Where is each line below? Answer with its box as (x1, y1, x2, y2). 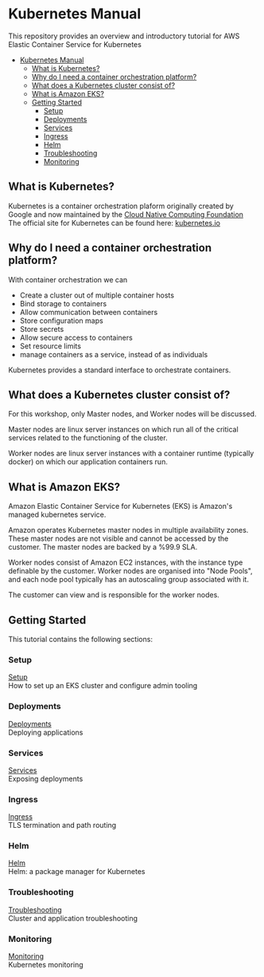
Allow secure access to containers (19, 333, 133, 342)
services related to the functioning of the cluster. (8, 433, 169, 443)
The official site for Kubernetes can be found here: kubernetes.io (8, 218, 221, 227)
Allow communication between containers (19, 307, 158, 317)
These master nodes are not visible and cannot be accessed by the (8, 534, 229, 543)
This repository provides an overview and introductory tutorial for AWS (8, 31, 240, 41)
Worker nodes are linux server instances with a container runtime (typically (8, 448, 254, 459)
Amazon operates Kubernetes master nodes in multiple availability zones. (8, 526, 249, 535)
